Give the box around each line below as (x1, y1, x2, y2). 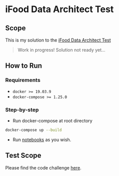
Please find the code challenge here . (5, 164, 82, 170)
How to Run (5, 62, 42, 70)
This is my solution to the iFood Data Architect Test (5, 37, 111, 43)
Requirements (5, 77, 41, 84)
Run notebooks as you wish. (12, 137, 72, 143)
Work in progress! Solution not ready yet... (17, 47, 106, 53)
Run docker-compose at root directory (12, 117, 93, 123)
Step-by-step (5, 106, 39, 113)
